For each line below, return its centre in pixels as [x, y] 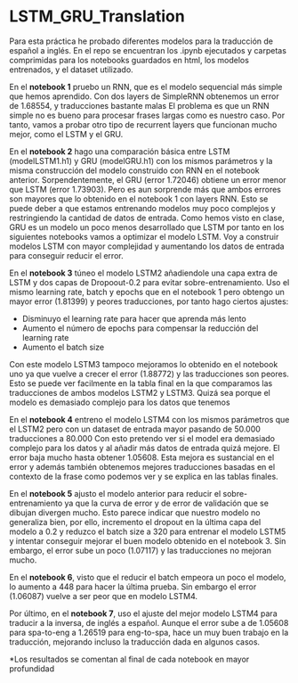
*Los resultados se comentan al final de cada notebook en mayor [129, 659]
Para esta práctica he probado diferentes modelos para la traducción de [141, 41]
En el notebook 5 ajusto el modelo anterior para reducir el [115, 493]
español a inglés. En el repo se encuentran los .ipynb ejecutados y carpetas [148, 50]
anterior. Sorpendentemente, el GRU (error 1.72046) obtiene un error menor [148, 179]
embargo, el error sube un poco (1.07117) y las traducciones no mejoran [140, 550]
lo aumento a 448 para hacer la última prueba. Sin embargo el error [133, 587]
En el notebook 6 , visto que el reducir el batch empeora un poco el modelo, [148, 577]
